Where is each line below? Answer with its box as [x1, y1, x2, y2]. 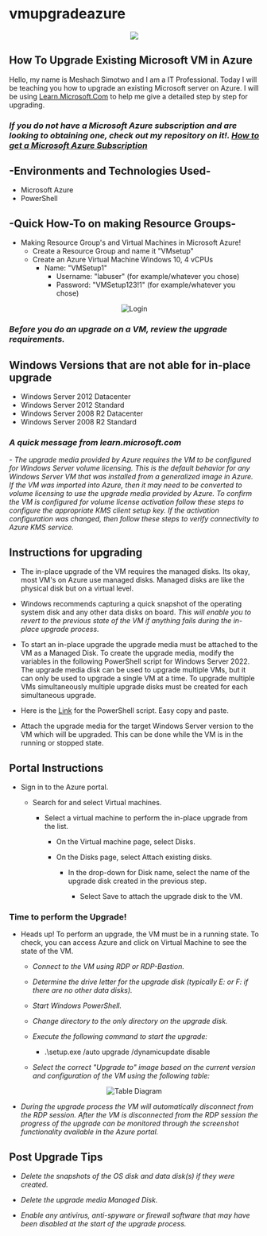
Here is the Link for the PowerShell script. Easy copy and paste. [20, 706, 230, 715]
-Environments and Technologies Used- [9, 165, 211, 178]
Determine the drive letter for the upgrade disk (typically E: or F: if [32, 977, 249, 986]
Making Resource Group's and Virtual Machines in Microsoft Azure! [20, 238, 242, 247]
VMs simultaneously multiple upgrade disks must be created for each [20, 682, 249, 692]
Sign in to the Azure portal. [20, 782, 109, 792]
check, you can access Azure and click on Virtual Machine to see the [20, 938, 247, 947]
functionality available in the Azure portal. [20, 1127, 159, 1137]
